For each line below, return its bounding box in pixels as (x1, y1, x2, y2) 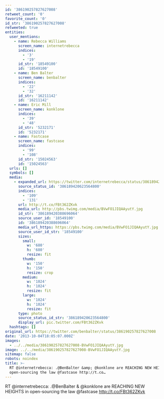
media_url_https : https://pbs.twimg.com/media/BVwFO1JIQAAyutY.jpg (18, 225, 159, 230)
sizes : (18, 234, 32, 239)
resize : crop (26, 270, 54, 275)
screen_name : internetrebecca (18, 43, 80, 48)
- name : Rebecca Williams (14, 39, 67, 44)
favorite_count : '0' (5, 16, 47, 21)
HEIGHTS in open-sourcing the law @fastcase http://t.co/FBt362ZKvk (5, 388, 145, 394)
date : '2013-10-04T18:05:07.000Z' (5, 334, 76, 339)
